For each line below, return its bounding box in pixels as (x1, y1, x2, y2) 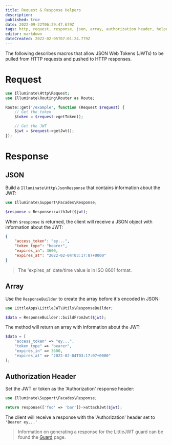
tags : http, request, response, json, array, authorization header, (5, 27, 155, 32)
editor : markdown (5, 31, 42, 36)
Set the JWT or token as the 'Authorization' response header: (5, 386, 135, 392)
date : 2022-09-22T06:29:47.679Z (5, 22, 74, 27)
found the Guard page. (17, 434, 66, 440)
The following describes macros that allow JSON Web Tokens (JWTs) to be (5, 50, 164, 57)
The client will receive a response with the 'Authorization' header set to (5, 414, 155, 420)
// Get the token (14, 109, 52, 115)
